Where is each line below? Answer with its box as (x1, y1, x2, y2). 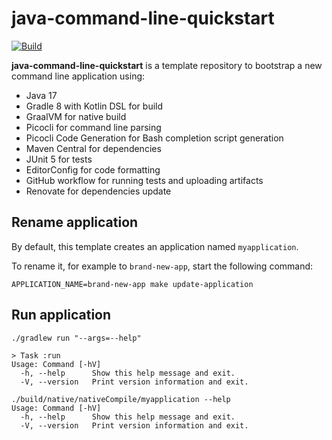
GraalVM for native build (25, 110, 127, 122)
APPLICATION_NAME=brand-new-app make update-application (11, 279, 254, 289)
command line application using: (11, 70, 146, 82)
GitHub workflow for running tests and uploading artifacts (25, 174, 264, 186)
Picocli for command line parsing (25, 121, 162, 133)
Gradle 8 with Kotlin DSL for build (25, 100, 164, 112)
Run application (11, 307, 112, 324)
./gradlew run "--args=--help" (11, 333, 142, 343)
